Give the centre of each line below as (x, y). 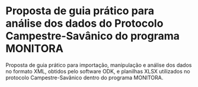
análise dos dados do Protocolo (84, 23)
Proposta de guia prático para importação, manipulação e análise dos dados (99, 65)
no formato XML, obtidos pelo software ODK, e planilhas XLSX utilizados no (98, 71)
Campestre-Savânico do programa (93, 36)
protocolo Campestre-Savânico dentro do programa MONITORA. (84, 78)
